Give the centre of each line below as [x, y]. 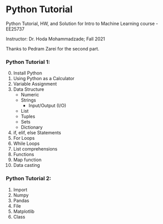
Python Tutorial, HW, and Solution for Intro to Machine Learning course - [82, 23]
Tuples [28, 116]
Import [20, 189]
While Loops [26, 143]
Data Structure [29, 89]
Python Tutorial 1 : [28, 62]
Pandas [21, 201]
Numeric [30, 95]
